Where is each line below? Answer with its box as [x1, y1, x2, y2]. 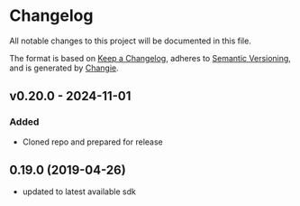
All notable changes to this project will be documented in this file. [9, 35, 252, 46]
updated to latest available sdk [22, 186, 137, 197]
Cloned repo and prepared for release [22, 136, 164, 147]
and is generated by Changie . [9, 62, 119, 73]
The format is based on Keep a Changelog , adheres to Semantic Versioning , [9, 52, 291, 63]
